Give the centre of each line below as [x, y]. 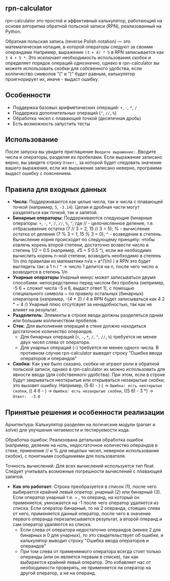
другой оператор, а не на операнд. [58, 573]
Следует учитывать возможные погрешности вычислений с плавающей [84, 471]
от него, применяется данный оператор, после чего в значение [82, 514]
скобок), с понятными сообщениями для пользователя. [66, 456]
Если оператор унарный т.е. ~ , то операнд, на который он [76, 498]
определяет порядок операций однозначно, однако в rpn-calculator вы [82, 63]
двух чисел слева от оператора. [55, 342]
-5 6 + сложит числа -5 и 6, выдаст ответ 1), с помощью [73, 288]
